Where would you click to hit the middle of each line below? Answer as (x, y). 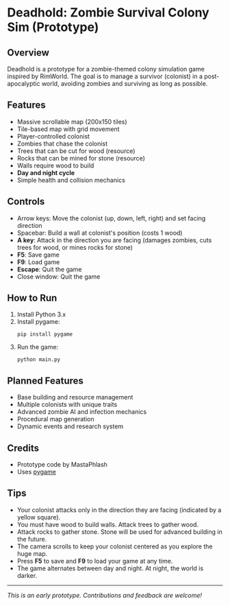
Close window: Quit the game (59, 277)
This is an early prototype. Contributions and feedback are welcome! (105, 595)
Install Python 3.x (41, 314)
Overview (28, 53)
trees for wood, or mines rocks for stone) (75, 247)
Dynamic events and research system (70, 426)
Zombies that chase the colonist (62, 143)
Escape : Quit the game (49, 269)
